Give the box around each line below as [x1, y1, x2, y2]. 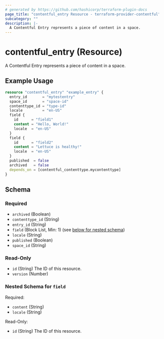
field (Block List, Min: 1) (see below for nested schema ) [12, 227, 125, 233]
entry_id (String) [12, 221, 46, 228]
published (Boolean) [12, 237, 53, 243]
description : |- [5, 21, 38, 26]
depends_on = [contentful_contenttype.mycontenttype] [9, 167, 121, 172]
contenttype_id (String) [12, 217, 60, 222]
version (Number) [12, 271, 49, 277]
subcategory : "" [5, 16, 38, 21]
